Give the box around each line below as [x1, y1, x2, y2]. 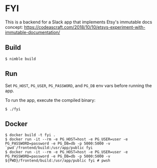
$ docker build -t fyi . [5, 132, 56, 138]
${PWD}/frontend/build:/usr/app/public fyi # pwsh [5, 158, 111, 163]
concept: [5, 24, 23, 30]
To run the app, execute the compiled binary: [5, 97, 96, 103]
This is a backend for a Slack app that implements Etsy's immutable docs [5, 19, 153, 25]
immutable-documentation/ [5, 29, 60, 35]
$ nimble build [5, 56, 36, 61]
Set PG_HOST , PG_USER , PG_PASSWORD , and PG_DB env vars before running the [5, 82, 152, 88]
